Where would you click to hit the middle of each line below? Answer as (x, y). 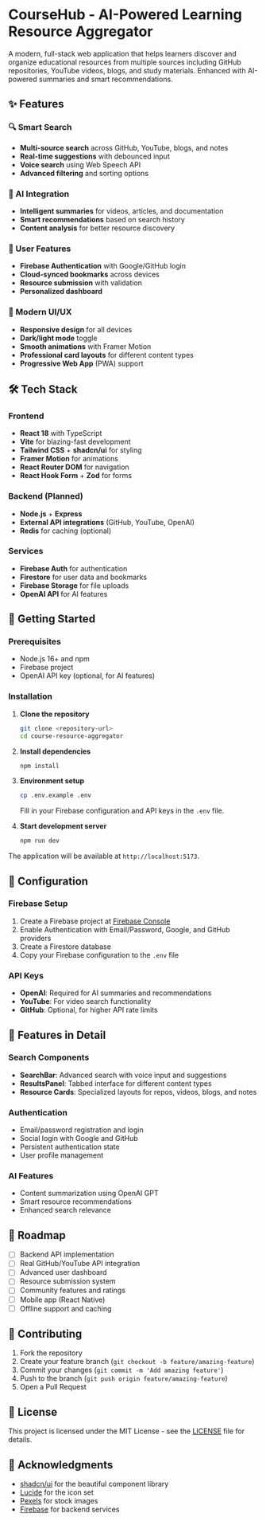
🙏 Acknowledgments (61, 1465)
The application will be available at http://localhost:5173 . (104, 856)
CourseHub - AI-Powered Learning (125, 15)
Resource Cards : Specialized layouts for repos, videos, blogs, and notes (138, 1092)
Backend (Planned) (46, 496)
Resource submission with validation (81, 283)
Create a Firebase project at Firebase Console (95, 921)
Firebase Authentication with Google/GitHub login (103, 266)
